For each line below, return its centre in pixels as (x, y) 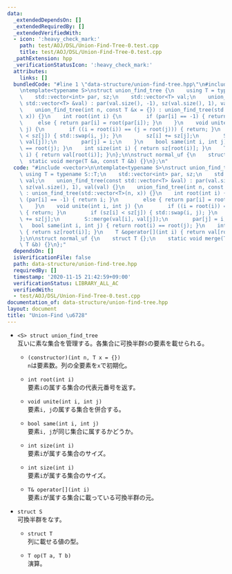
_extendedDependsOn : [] (47, 20)
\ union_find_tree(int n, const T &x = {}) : (91, 110)
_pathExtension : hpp (43, 59)
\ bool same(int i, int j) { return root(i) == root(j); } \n (113, 225)
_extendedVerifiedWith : (47, 33)
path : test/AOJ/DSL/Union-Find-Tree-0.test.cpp (89, 46)
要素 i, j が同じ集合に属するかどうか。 (82, 431)
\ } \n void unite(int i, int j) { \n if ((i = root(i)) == (125, 207)
